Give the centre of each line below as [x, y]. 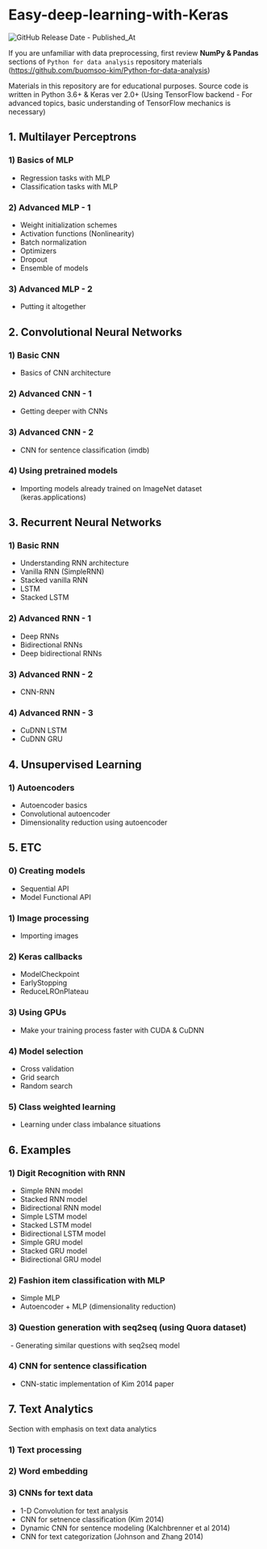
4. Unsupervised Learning [75, 764]
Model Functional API [55, 897]
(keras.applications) [53, 497]
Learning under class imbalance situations [90, 1125]
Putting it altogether [53, 307]
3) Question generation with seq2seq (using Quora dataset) [127, 1327]
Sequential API [44, 889]
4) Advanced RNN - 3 [51, 713]
